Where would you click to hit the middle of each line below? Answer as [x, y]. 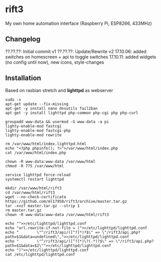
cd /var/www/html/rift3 [30, 192]
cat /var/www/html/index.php [36, 153]
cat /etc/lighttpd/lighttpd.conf [40, 254]
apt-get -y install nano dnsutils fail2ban [52, 108]
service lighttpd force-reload [38, 175]
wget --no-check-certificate [36, 197]
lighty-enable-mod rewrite [33, 135]
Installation [23, 78]
